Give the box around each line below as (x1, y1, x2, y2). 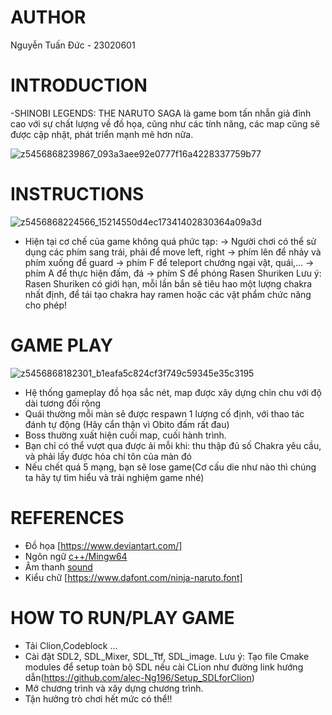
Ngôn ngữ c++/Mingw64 (24, 550, 128, 562)
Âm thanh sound (24, 561, 93, 573)
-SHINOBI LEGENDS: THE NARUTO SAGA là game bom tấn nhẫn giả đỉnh (10, 107, 312, 119)
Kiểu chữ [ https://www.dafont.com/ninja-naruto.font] (24, 571, 243, 583)
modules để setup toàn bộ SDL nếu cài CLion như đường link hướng (24, 661, 304, 673)
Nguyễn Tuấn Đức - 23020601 (10, 39, 136, 51)
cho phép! (24, 299, 68, 311)
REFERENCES (10, 506, 125, 529)
